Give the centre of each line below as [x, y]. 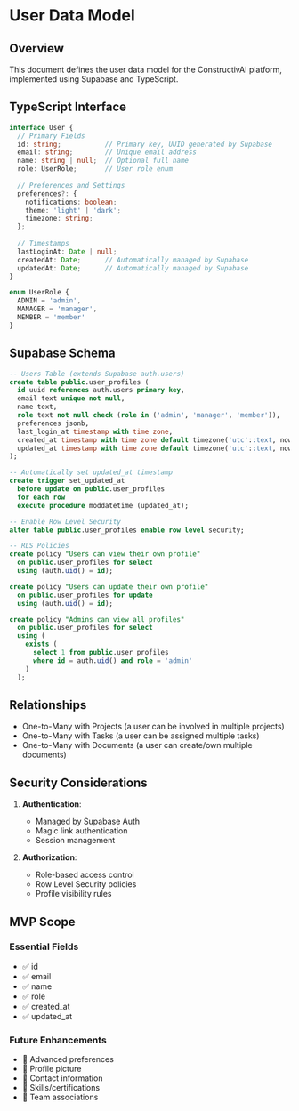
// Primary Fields [52, 136]
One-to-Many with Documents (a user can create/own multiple [137, 745]
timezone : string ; [59, 219]
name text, [37, 407]
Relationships [48, 705]
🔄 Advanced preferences [68, 1059]
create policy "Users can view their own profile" [105, 554]
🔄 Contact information [62, 1078]
